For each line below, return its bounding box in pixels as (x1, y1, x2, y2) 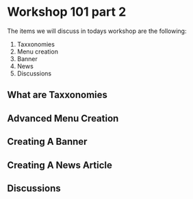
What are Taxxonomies (7, 89, 108, 101)
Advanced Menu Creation (7, 113, 119, 124)
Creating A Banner (7, 136, 88, 148)
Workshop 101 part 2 (7, 4, 127, 20)
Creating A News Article (7, 159, 113, 171)
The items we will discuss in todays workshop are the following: (7, 27, 187, 35)
